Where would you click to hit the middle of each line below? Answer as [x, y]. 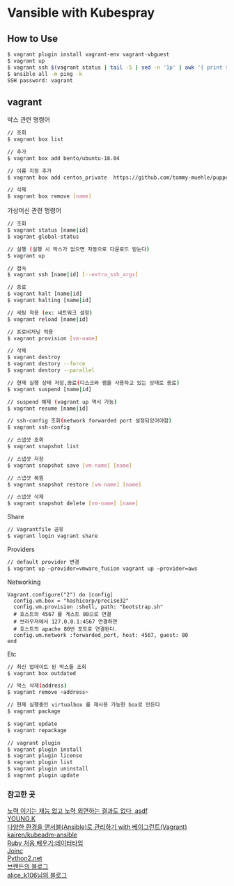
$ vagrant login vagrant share [53, 536]
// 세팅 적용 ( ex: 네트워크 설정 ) [50, 313]
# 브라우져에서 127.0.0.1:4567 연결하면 [65, 622]
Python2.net [25, 858]
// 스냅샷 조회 [25, 440]
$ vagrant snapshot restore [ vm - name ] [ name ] [74, 484]
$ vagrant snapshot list [43, 447]
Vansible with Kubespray [81, 13]
